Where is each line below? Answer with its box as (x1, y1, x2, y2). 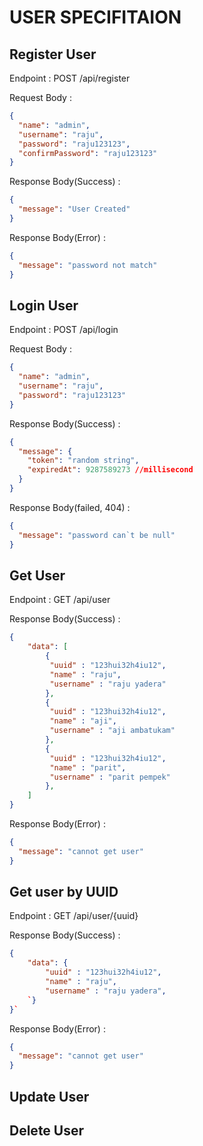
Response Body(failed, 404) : (9, 501, 131, 513)
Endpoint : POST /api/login (9, 324, 119, 336)
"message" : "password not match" (18, 260, 158, 270)
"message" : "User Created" (18, 204, 131, 215)
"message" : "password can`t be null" (18, 530, 176, 540)
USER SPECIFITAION (9, 6, 182, 29)
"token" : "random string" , (27, 456, 140, 466)
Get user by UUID (9, 884, 119, 901)
